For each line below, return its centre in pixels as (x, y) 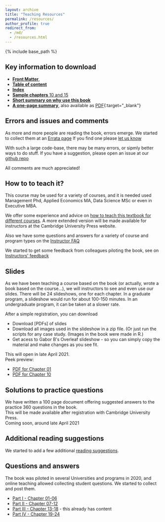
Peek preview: (20, 359)
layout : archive (22, 10)
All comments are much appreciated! (42, 168)
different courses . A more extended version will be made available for (76, 221)
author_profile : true (27, 24)
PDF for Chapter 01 (32, 369)
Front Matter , (26, 79)
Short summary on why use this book (51, 100)
